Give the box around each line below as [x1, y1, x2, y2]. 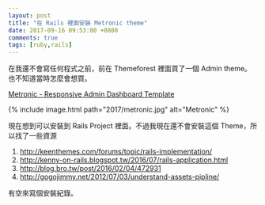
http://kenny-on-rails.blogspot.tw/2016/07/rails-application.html [19, 155, 229, 165]
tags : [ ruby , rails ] [8, 41, 73, 49]
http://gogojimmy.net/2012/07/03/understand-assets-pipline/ [19, 172, 220, 182]
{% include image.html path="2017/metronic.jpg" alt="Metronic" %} [8, 104, 230, 115]
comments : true [8, 33, 59, 42]
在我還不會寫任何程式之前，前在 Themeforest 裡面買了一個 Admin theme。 [8, 64, 252, 74]
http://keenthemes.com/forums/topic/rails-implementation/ [19, 147, 213, 157]
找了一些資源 [14, 131, 57, 141]
